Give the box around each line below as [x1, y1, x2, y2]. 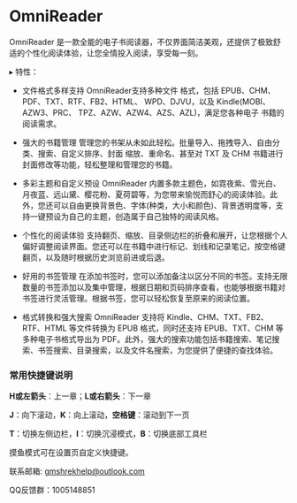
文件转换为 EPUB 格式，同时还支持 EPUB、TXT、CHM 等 [76, 323, 285, 333]
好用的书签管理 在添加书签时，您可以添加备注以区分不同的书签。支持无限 [21, 271, 288, 281]
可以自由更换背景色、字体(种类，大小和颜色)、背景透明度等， [52, 200, 277, 210]
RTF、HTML [21, 323, 68, 333]
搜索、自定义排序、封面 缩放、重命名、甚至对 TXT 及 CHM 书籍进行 [37, 148, 284, 158]
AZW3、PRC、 [21, 107, 77, 118]
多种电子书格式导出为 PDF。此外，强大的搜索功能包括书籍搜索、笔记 [21, 333, 272, 344]
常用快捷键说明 [9, 369, 73, 381]
